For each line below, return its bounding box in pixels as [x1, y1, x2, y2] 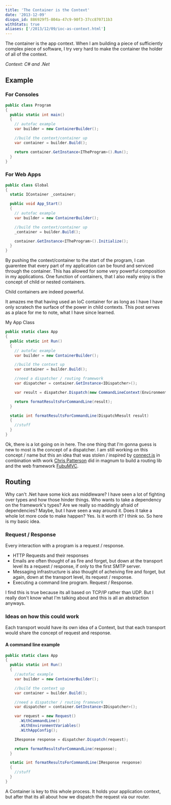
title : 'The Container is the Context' [5, 7, 90, 13]
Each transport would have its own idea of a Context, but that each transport [5, 625, 166, 631]
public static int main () [10, 112, 65, 117]
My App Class [5, 319, 35, 326]
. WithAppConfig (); [18, 728, 58, 733]
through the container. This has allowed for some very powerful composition [5, 268, 165, 274]
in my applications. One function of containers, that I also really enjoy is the [5, 274, 163, 280]
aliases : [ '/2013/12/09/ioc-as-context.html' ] [5, 26, 106, 32]
